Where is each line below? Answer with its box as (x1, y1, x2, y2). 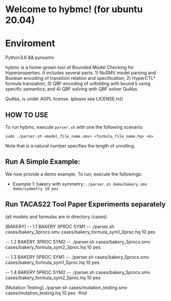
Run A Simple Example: (5, 158, 80, 166)
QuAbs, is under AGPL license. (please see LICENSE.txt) (5, 96, 123, 102)
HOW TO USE (5, 110, 48, 119)
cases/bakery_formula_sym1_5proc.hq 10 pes (5, 259, 100, 265)
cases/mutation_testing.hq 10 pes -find (5, 290, 88, 296)
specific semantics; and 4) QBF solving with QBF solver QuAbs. (5, 86, 139, 92)
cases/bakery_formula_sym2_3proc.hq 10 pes (5, 244, 101, 250)
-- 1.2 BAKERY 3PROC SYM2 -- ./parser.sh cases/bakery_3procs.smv (5, 238, 151, 245)
